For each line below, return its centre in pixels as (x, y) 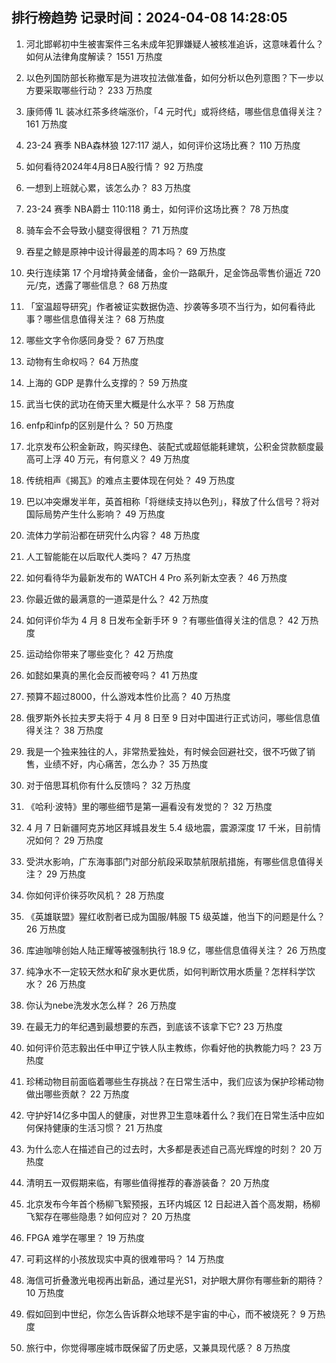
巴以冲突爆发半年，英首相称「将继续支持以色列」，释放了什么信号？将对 (172, 501)
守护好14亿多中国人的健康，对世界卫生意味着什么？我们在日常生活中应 (170, 1115)
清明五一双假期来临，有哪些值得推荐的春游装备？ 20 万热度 (148, 1182)
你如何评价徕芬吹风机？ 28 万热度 (95, 895)
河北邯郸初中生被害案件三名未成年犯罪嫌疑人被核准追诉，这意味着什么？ (174, 44)
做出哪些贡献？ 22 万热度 (77, 1094)
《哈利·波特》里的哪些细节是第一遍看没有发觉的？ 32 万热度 (149, 806)
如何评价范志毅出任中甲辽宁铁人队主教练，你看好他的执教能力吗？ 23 (168, 1047)
